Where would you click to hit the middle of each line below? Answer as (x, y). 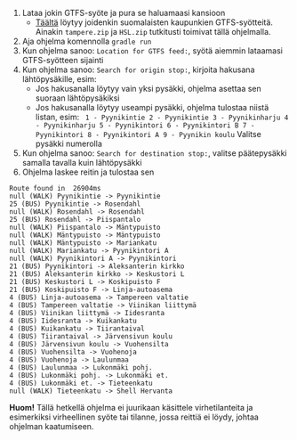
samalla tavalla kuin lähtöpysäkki (82, 163)
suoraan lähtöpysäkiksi (77, 98)
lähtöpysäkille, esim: (59, 79)
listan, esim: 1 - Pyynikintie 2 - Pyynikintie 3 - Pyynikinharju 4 (162, 117)
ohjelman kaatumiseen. (52, 426)
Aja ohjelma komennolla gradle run (87, 41)
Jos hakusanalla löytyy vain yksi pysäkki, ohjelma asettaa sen (148, 89)
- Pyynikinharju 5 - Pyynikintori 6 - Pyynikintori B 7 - (145, 126)
